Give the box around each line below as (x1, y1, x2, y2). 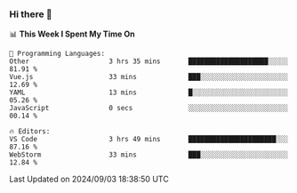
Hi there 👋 (9, 8, 53, 20)
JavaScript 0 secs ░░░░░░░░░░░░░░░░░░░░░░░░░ (9, 104, 289, 113)
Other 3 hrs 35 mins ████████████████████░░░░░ (9, 57, 289, 66)
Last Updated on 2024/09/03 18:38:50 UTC (9, 173, 169, 185)
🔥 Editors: (9, 127, 51, 136)
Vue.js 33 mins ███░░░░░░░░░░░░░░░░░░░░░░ (9, 73, 289, 82)
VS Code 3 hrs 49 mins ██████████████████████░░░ (9, 135, 289, 144)
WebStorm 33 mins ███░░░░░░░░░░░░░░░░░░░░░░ (9, 150, 289, 159)
